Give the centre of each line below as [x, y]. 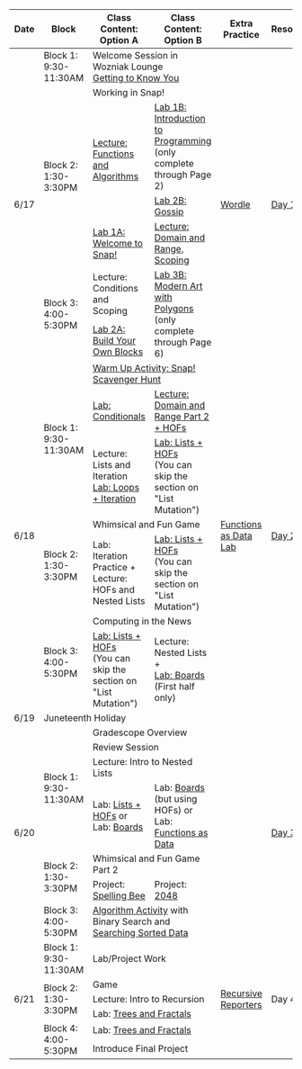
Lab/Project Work [129, 959]
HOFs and [114, 590]
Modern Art [178, 286]
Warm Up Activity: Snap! [144, 368]
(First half [174, 686]
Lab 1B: [170, 107]
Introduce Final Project [141, 1049]
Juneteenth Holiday [85, 718]
